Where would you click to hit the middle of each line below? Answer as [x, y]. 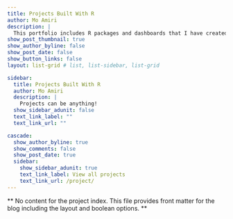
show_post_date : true [45, 155]
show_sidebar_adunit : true [59, 168]
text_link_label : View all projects [73, 175]
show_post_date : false [40, 53]
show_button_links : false [44, 59]
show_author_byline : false [46, 46]
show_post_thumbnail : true [46, 40]
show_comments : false [45, 149]
